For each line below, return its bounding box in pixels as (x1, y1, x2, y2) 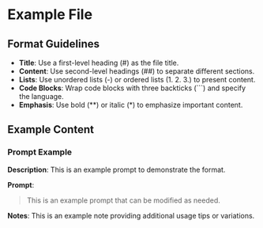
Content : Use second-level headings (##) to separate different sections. (18, 66, 255, 76)
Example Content (7, 123, 94, 136)
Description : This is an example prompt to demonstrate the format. (7, 165, 226, 174)
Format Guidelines (7, 37, 100, 51)
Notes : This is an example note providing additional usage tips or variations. (7, 211, 255, 220)
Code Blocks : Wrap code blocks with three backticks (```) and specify (18, 83, 246, 93)
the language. (18, 92, 64, 101)
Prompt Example (7, 146, 73, 158)
